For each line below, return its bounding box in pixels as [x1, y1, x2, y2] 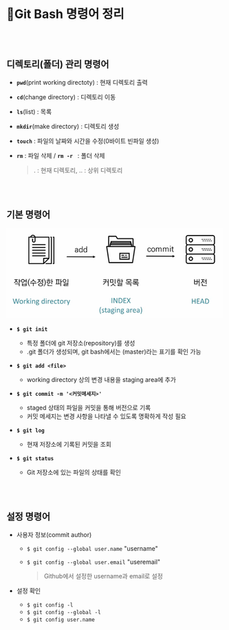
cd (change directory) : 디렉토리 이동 [16, 92, 116, 101]
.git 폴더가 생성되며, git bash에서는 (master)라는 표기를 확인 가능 [26, 347, 201, 356]
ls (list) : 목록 [16, 108, 52, 116]
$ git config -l [26, 601, 74, 609]
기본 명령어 [6, 209, 51, 221]
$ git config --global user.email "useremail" [26, 558, 161, 566]
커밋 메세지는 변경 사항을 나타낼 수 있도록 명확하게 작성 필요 [26, 411, 186, 420]
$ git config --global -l [26, 609, 101, 616]
